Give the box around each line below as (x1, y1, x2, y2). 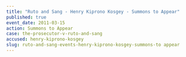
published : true (6, 14, 46, 20)
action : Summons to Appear (6, 25, 73, 31)
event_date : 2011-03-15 (6, 20, 66, 26)
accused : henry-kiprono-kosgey (6, 36, 84, 42)
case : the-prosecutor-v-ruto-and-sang (6, 31, 103, 37)
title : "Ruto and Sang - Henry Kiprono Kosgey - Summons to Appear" (6, 8, 180, 15)
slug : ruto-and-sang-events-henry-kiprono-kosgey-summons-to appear (6, 42, 180, 48)
